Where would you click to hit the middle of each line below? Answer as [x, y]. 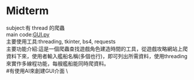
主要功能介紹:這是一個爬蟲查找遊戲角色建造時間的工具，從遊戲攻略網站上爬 [97, 49]
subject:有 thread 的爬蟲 [35, 28]
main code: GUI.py [28, 34]
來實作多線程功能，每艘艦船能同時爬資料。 [58, 64]
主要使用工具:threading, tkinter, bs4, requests [61, 41]
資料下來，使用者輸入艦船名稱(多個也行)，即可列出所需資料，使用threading [97, 56]
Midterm [27, 11]
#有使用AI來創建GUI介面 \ [37, 71]
